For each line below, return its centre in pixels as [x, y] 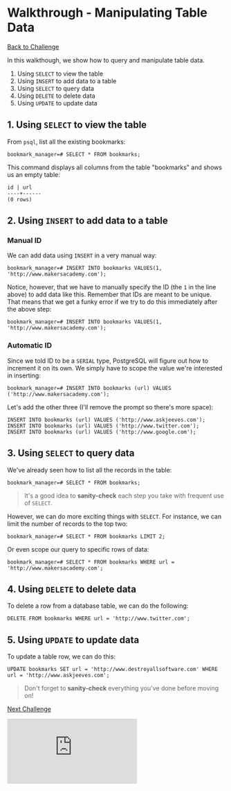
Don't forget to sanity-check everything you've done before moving [121, 688]
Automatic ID [30, 346]
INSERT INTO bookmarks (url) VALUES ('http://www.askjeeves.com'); [107, 420]
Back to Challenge [33, 46]
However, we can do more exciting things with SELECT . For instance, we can [114, 516]
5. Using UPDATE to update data [73, 640]
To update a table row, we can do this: [62, 656]
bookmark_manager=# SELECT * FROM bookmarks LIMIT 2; [86, 536]
